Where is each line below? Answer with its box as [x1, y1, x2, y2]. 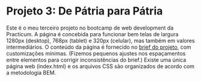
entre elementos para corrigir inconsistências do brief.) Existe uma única [6, 56, 187, 63]
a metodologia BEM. [6, 69, 56, 76]
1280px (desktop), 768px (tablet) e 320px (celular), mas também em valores [6, 37, 195, 44]
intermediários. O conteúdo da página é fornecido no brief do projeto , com [6, 43, 191, 51]
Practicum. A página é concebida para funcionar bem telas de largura [6, 30, 179, 37]
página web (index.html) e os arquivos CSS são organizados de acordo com [6, 62, 194, 70]
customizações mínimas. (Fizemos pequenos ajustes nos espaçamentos [6, 49, 186, 57]
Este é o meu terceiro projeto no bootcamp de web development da [6, 24, 174, 31]
